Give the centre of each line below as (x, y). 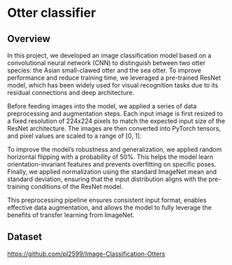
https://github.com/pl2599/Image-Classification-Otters (86, 254)
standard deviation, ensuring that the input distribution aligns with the (107, 179)
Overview (29, 39)
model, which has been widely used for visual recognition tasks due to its (113, 85)
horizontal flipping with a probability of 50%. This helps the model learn (110, 157)
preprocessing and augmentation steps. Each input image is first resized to (115, 114)
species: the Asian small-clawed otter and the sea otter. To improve (104, 70)
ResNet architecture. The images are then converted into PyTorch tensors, (114, 128)
